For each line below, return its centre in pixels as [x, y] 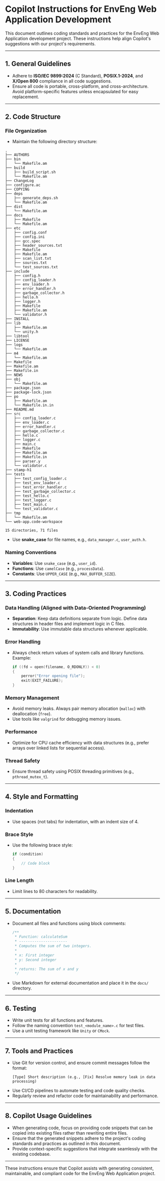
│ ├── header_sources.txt [34, 246]
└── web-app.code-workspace [34, 522]
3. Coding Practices [36, 594]
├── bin [13, 159]
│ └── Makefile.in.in [29, 406]
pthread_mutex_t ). [30, 776]
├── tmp [13, 513]
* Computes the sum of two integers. [53, 946]
